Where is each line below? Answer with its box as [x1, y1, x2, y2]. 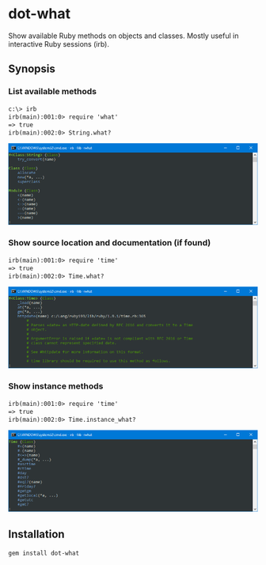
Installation [8, 527, 65, 540]
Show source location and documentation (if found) [8, 237, 211, 248]
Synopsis [8, 63, 55, 76]
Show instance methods [8, 381, 104, 392]
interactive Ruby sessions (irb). [8, 39, 109, 48]
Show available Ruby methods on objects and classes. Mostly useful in [8, 31, 239, 40]
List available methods [8, 86, 97, 97]
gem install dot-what [8, 549, 80, 558]
